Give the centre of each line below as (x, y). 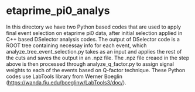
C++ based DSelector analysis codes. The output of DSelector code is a (93, 39)
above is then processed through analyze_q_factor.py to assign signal (90, 64)
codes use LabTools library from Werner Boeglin (64, 76)
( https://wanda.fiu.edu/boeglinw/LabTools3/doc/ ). (66, 82)
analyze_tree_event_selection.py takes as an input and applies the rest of (94, 51)
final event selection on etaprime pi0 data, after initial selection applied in (94, 33)
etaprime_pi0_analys (58, 11)
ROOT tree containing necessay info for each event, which (77, 45)
